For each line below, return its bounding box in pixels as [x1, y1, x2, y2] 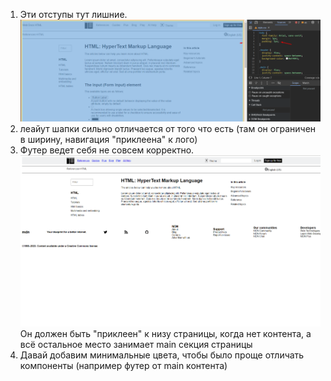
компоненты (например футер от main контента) [19, 360, 228, 372]
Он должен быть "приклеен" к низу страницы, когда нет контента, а [19, 328, 312, 340]
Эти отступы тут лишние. [19, 9, 128, 20]
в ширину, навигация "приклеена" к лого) [19, 134, 198, 146]
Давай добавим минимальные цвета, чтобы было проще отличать [19, 349, 305, 361]
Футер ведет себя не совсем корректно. [19, 144, 195, 156]
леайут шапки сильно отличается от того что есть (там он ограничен [19, 123, 317, 135]
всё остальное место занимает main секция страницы [19, 339, 253, 351]
